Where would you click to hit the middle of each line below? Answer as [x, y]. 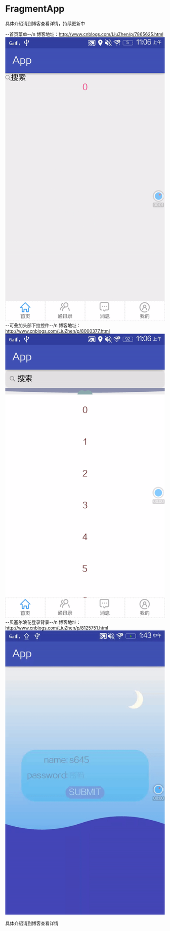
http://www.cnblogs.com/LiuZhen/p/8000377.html [58, 331]
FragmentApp [35, 9]
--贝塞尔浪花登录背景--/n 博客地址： [43, 622]
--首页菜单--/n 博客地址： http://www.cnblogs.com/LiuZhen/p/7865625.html [84, 34]
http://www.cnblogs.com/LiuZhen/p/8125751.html [57, 628]
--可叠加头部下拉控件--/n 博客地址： [43, 326]
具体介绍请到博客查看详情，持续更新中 [45, 23]
